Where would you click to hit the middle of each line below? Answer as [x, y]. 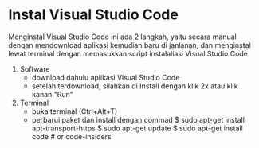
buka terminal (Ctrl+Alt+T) [75, 111]
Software [35, 68]
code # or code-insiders [71, 136]
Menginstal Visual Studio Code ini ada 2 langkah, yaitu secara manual [122, 37]
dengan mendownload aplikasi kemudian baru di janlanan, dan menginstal [129, 45]
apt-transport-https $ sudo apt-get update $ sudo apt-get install [137, 128]
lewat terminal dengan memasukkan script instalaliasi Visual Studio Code [128, 53]
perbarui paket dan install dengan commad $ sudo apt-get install [138, 119]
